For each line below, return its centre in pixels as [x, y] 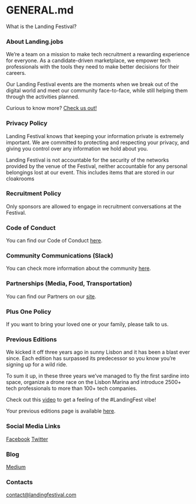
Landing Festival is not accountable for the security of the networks [87, 160]
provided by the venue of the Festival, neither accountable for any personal [97, 166]
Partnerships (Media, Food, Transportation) [69, 283]
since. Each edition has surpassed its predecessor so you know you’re [91, 358]
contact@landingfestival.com [41, 495]
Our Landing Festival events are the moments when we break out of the [92, 84]
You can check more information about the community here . [78, 268]
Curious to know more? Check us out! [51, 108]
